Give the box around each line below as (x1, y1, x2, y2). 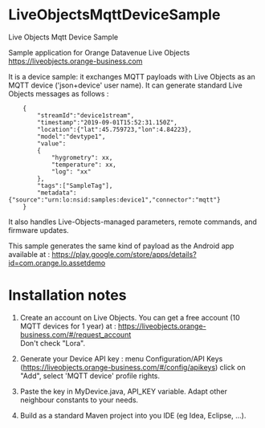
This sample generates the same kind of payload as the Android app (8, 241, 234, 251)
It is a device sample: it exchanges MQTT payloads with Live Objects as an (8, 71, 255, 81)
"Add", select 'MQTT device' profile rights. (19, 371, 161, 381)
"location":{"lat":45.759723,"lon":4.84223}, (37, 125, 193, 133)
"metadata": (37, 189, 78, 197)
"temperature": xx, (51, 161, 116, 169)
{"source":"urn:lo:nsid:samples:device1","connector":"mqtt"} (8, 195, 221, 204)
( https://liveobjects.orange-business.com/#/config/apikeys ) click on (19, 362, 247, 372)
